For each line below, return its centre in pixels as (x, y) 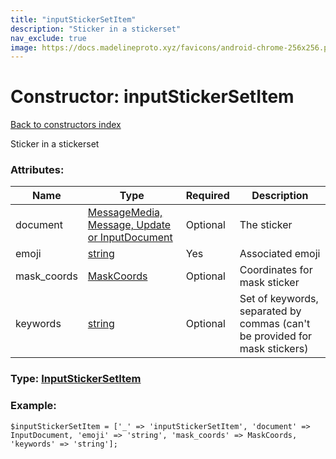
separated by (270, 311)
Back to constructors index (66, 125)
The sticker (266, 225)
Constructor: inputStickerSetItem (152, 97)
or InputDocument (130, 238)
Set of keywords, (279, 299)
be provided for (276, 336)
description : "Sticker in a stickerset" (96, 29)
